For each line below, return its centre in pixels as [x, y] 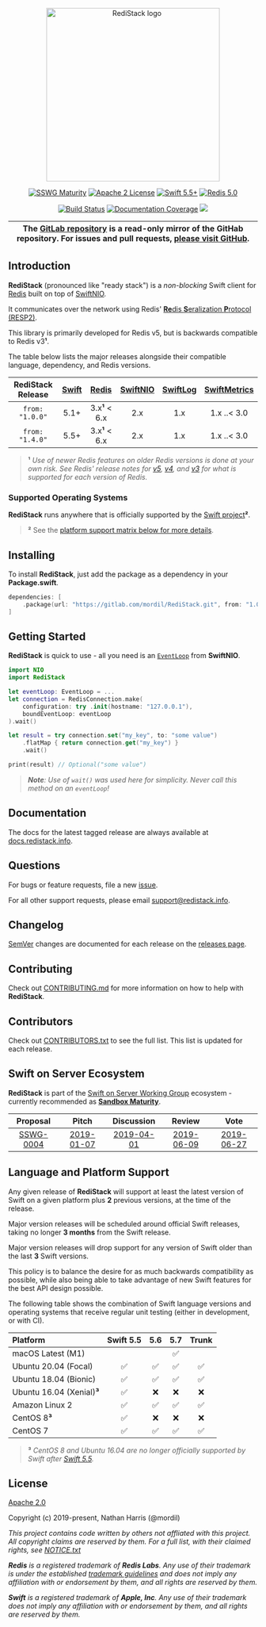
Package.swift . [34, 582]
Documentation [47, 813]
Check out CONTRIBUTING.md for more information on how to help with [126, 988]
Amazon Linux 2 [42, 1405]
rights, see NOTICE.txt [45, 1550]
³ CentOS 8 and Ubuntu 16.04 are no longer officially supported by [137, 1450]
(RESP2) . [23, 317]
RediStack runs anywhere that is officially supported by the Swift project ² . [129, 515]
